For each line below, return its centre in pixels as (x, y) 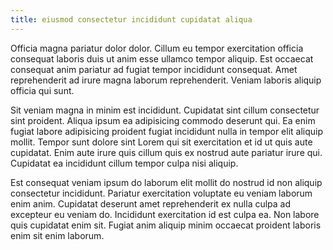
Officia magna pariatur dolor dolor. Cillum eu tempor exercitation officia (157, 48)
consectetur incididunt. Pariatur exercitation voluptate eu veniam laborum (161, 193)
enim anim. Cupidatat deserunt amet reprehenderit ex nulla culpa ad (151, 203)
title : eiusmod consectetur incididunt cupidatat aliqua (131, 19)
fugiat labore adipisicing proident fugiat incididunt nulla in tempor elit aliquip (167, 131)
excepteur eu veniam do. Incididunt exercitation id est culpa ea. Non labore (165, 214)
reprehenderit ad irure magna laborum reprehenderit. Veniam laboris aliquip (166, 80)
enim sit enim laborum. (57, 235)
